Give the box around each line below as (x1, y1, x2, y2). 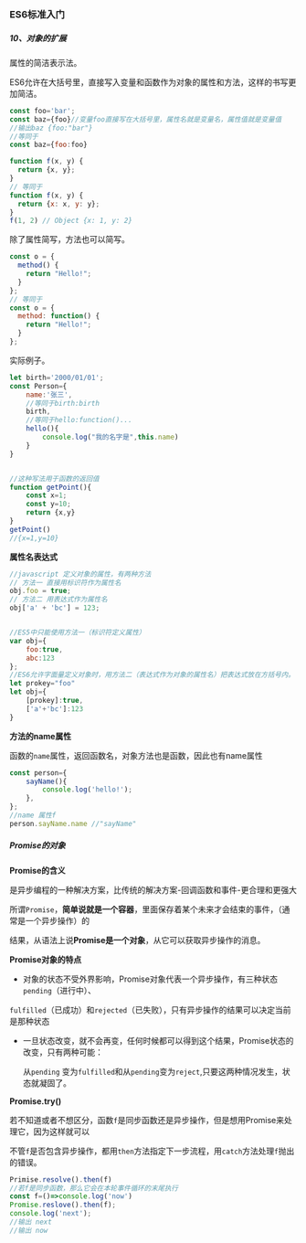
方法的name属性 (9, 730, 71, 741)
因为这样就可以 (33, 1126, 90, 1137)
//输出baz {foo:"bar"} (9, 123, 93, 133)
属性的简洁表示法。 (9, 57, 82, 68)
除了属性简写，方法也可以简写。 (9, 234, 130, 245)
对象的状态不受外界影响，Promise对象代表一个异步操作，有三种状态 (22, 973, 279, 984)
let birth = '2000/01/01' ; (9, 373, 104, 382)
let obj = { (9, 687, 47, 696)
